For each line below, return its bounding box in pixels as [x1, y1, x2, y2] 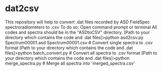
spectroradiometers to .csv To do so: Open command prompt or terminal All [5, 24, 158, 30]
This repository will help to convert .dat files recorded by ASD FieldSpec [5, 19, 150, 25]
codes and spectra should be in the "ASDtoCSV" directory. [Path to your [5, 29, 150, 35]
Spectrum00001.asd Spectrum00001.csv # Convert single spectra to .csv [5, 39, 153, 45]
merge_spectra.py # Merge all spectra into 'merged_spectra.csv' [5, 60, 135, 66]
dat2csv [5, 3, 39, 14]
